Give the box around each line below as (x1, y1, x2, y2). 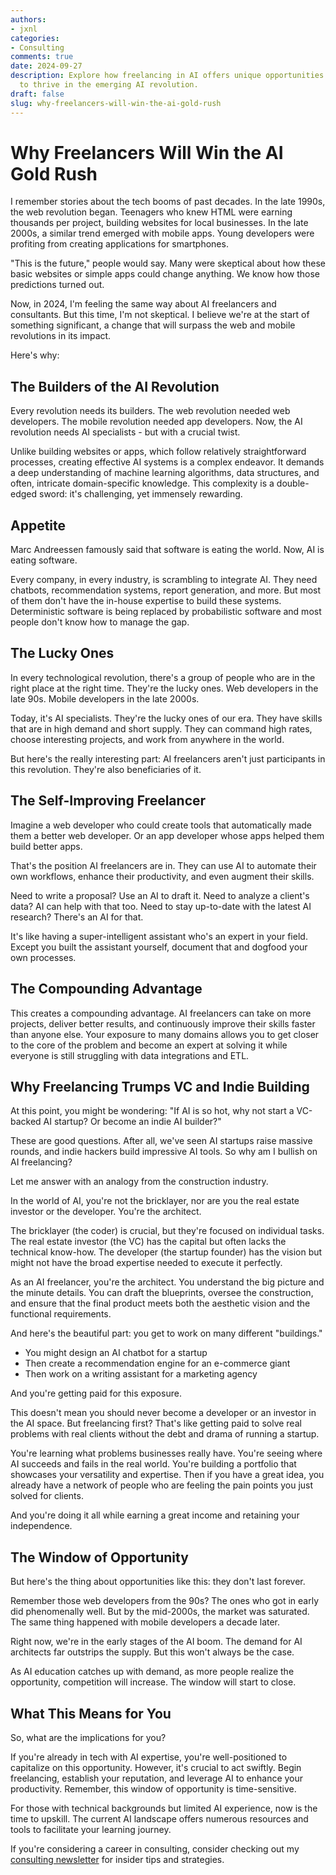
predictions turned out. (10, 279, 105, 291)
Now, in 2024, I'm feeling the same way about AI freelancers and (10, 298, 277, 310)
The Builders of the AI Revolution (10, 378, 220, 395)
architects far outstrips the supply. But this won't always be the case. (10, 1646, 295, 1658)
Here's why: (10, 349, 60, 361)
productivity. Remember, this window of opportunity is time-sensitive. (10, 1782, 297, 1795)
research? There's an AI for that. (10, 911, 144, 923)
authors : (10, 14, 47, 25)
